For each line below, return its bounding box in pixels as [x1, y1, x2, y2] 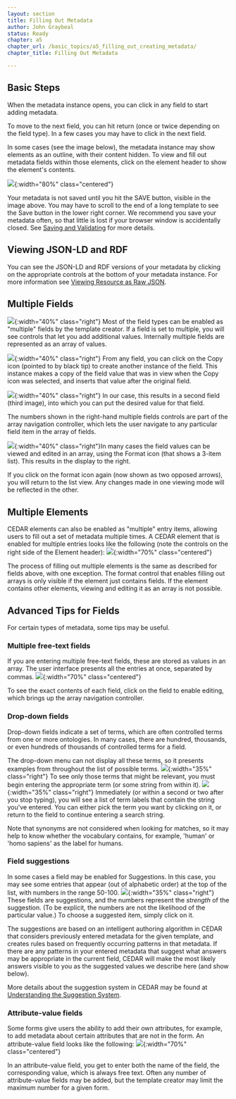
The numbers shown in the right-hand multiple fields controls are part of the [7, 413, 228, 421]
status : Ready [7, 30, 49, 37]
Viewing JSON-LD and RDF [7, 244, 128, 256]
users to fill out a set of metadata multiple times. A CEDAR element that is [7, 533, 221, 541]
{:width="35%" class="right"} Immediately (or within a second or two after [7, 788, 224, 796]
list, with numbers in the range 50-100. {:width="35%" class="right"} [7, 888, 215, 897]
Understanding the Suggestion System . [7, 991, 122, 999]
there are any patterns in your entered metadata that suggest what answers [7, 947, 227, 955]
